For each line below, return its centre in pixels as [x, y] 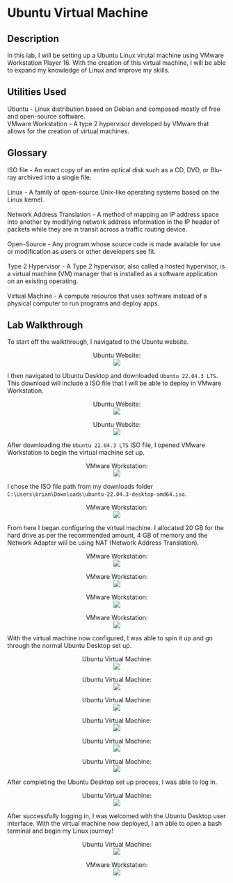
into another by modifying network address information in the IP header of [114, 222]
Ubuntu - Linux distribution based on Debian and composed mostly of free [114, 109]
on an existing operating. [43, 281]
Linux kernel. [26, 199]
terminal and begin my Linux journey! [60, 831]
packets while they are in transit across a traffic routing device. [97, 229]
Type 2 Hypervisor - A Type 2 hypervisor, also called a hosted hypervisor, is [116, 266]
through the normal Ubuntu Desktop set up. [70, 646]
